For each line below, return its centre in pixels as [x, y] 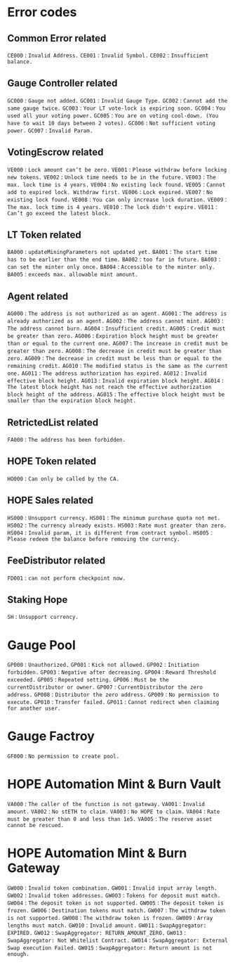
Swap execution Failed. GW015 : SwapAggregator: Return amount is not [110, 947]
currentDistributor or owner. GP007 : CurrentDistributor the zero [105, 687]
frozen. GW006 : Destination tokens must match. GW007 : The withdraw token [116, 910]
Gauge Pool [41, 645]
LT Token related [45, 235]
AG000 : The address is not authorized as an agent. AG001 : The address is [117, 313]
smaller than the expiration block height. [72, 401]
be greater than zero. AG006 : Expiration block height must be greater [113, 335]
